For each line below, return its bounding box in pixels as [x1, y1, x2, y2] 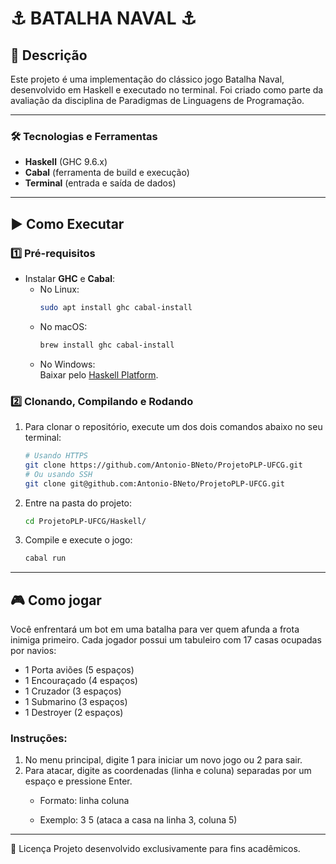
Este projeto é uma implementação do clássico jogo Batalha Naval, [10, 73, 285, 85]
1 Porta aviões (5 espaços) [24, 664, 135, 676]
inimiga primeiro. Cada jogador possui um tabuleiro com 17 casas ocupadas [10, 634, 322, 646]
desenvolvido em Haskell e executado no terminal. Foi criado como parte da [10, 84, 324, 96]
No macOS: [39, 320, 88, 332]
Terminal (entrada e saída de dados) [24, 177, 177, 189]
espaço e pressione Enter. [24, 775, 133, 787]
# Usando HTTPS [24, 451, 89, 461]
